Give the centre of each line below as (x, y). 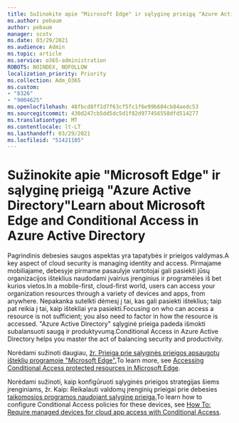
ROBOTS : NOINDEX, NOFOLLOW (47, 67)
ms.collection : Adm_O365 (44, 80)
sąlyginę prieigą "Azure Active (99, 190)
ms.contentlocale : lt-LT (44, 127)
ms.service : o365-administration (57, 61)
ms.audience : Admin (36, 47)
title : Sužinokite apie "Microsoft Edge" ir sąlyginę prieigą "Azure (113, 14)
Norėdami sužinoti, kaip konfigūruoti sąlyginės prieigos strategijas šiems (113, 382)
